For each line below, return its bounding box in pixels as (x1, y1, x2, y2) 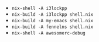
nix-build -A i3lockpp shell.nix (11, 12, 94, 17)
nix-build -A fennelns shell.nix (11, 24, 94, 30)
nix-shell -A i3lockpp (11, 5, 67, 11)
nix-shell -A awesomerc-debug (11, 30, 86, 36)
